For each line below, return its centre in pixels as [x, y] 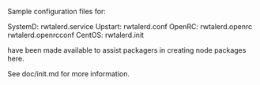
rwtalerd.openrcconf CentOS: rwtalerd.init [75, 35]
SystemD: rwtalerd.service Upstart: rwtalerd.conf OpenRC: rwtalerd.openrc [130, 26]
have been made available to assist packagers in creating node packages [127, 50]
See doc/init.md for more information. [68, 74]
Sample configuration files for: [57, 11]
